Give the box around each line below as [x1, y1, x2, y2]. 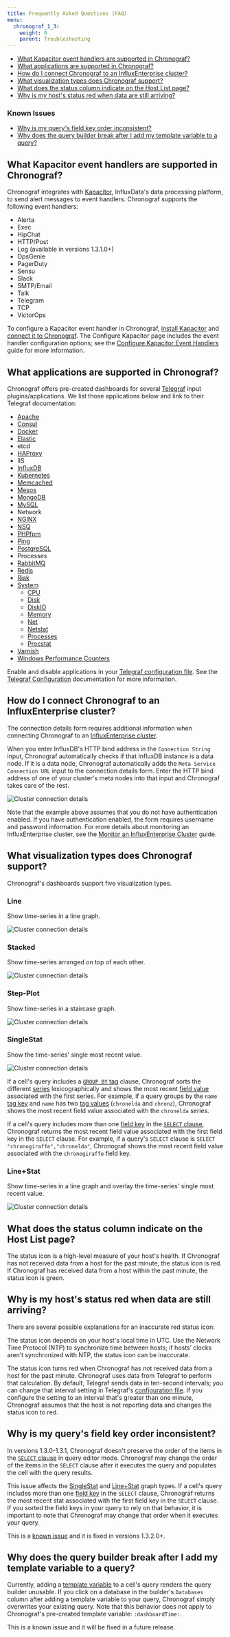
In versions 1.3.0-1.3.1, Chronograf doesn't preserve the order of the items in [7, 1446, 222, 1454]
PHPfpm [16, 530, 41, 538]
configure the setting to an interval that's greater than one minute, [7, 1393, 194, 1401]
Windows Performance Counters [16, 654, 110, 662]
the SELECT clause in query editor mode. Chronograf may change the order [7, 1454, 218, 1462]
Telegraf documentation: [7, 399, 77, 407]
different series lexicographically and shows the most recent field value [7, 1084, 209, 1092]
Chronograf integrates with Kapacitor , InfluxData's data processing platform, [7, 187, 224, 196]
